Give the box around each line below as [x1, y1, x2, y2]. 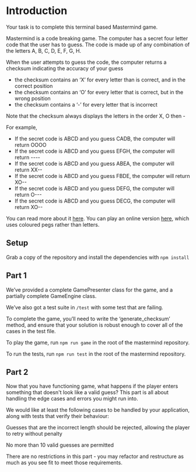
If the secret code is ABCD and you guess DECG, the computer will [14, 197, 176, 204]
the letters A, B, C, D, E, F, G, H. [6, 47, 82, 54]
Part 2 [6, 367, 29, 377]
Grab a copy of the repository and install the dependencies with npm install [6, 254, 190, 261]
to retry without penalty [6, 430, 62, 437]
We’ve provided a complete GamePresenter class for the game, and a [6, 286, 173, 293]
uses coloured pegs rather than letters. [6, 221, 100, 228]
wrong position [14, 95, 51, 102]
